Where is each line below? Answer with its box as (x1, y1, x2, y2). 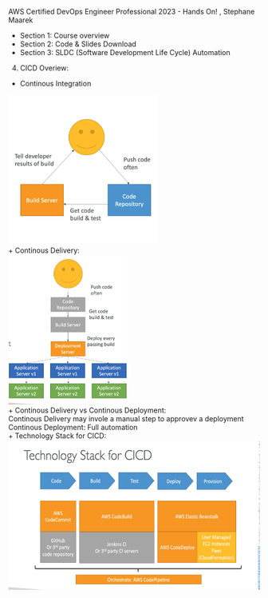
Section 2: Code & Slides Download (19, 39, 137, 49)
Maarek (8, 15, 33, 25)
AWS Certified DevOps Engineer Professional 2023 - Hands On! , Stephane (8, 7, 255, 16)
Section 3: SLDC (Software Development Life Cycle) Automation (19, 48, 231, 57)
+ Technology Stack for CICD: (8, 431, 107, 441)
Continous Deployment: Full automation (8, 423, 138, 432)
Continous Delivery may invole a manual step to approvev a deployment (8, 414, 245, 423)
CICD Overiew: (19, 63, 69, 73)
